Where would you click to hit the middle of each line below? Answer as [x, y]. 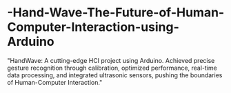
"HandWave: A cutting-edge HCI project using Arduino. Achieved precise [111, 60]
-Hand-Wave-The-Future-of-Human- [116, 13]
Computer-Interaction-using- [93, 27]
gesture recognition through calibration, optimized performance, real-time [112, 68]
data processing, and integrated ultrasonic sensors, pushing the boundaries [115, 75]
